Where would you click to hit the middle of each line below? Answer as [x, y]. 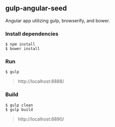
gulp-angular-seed [36, 8]
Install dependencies [32, 34]
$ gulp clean [19, 105]
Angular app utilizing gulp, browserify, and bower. [58, 20]
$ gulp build [19, 109]
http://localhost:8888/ [41, 81]
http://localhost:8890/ [41, 119]
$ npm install [20, 44]
